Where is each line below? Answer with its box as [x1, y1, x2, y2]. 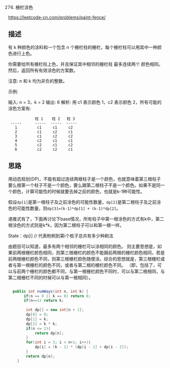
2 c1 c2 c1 [14, 129, 73, 134]
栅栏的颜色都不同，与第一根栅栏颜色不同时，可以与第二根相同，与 [29, 268, 165, 274]
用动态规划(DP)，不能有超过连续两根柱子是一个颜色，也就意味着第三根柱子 [8, 176, 161, 182]
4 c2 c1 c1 [14, 138, 73, 143]
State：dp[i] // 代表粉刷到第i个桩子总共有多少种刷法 [8, 233, 114, 239]
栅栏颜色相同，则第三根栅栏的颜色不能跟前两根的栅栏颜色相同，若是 [25, 249, 165, 256]
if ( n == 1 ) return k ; [23, 298, 64, 303]
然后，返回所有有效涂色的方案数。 [8, 67, 78, 73]
